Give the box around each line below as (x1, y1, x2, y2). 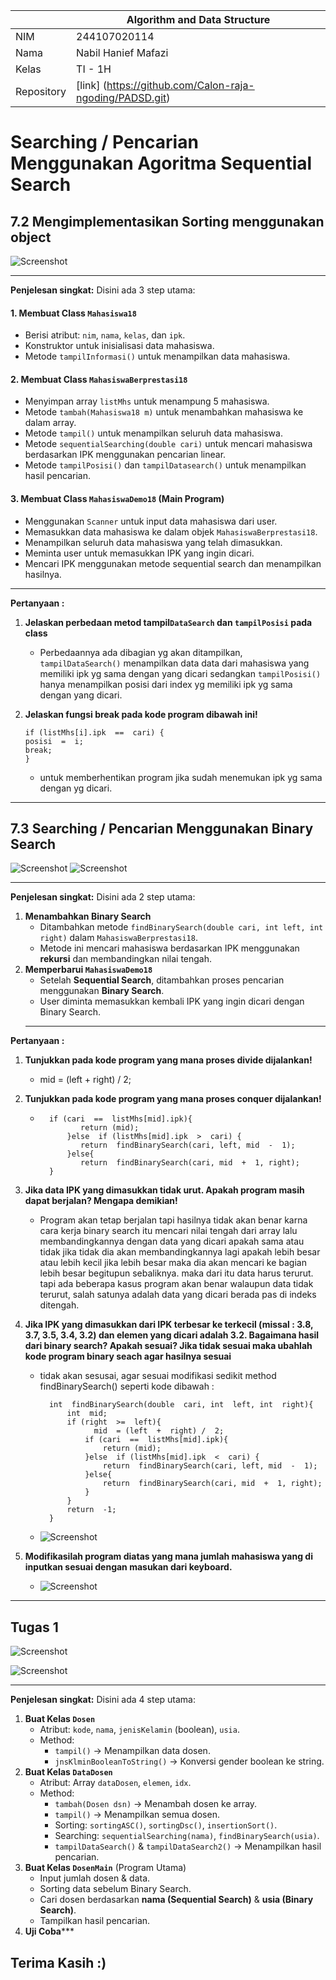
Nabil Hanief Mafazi (76, 46, 169, 59)
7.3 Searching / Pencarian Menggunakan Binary (10, 820, 314, 837)
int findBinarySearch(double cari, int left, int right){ (48, 1400, 314, 1410)
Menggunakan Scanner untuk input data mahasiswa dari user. (24, 515, 278, 527)
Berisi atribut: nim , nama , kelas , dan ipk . (24, 329, 186, 341)
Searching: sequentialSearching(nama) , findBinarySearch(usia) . (54, 1830, 320, 1842)
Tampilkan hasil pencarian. (39, 1915, 151, 1927)
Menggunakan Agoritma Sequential (10, 152, 313, 175)
